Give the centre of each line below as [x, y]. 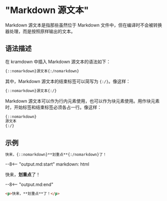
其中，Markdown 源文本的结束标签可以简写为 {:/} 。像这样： [68, 81]
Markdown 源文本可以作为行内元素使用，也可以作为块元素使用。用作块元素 [82, 101]
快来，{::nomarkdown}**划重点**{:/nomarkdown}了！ [56, 154]
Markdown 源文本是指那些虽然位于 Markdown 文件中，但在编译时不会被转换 [84, 25]
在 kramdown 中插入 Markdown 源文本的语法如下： [58, 61]
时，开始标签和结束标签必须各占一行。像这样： [53, 107]
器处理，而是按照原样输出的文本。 [40, 31]
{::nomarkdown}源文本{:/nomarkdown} [42, 71]
